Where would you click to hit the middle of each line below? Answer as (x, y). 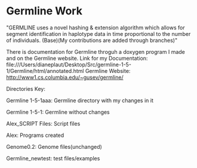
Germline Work (44, 11)
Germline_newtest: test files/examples (53, 158)
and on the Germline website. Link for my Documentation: (77, 58)
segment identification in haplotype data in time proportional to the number (98, 33)
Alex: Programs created (35, 135)
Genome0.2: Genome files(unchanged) (54, 146)
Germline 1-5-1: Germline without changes (58, 112)
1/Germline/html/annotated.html (45, 71)
